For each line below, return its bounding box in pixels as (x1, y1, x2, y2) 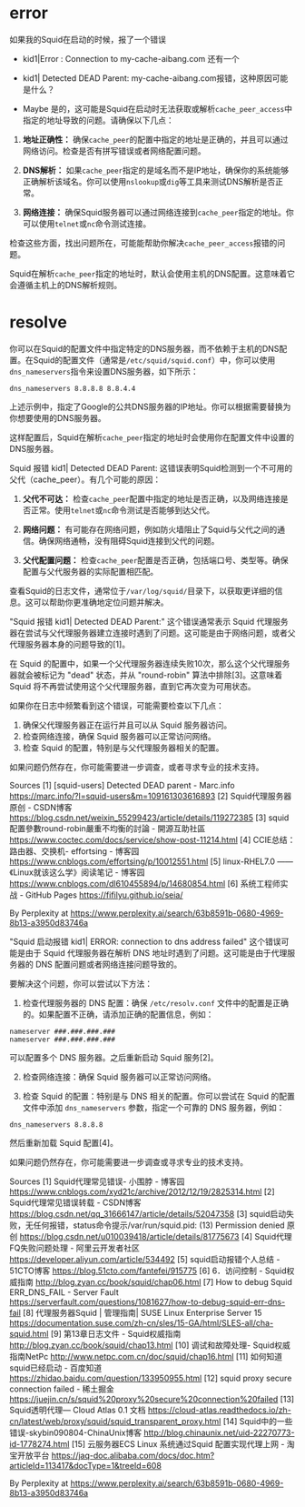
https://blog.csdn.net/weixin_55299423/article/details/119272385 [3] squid (9, 812, 290, 823)
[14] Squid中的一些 (222, 1415, 293, 1426)
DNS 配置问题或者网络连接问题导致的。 (34, 959, 182, 970)
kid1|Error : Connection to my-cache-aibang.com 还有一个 (22, 53, 240, 64)
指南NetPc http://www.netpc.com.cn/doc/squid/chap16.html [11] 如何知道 (9, 1351, 283, 1361)
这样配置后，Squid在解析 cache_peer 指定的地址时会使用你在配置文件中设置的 (9, 431, 295, 443)
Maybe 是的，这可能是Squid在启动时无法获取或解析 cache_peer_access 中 (22, 103, 293, 114)
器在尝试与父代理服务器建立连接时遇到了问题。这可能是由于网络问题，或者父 (9, 627, 296, 638)
